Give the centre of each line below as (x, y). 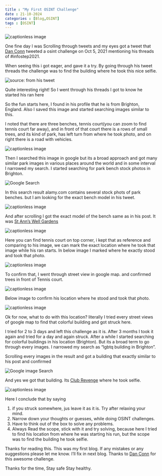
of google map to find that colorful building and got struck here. (68, 322)
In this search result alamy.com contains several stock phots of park (73, 192)
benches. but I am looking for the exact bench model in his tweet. (70, 198)
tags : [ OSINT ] (20, 23)
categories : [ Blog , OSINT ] (32, 18)
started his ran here (25, 95)
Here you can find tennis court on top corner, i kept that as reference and (78, 240)
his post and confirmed (28, 362)
